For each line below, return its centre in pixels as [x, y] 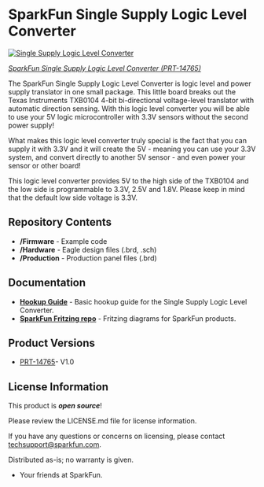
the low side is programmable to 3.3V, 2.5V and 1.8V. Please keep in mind [126, 189]
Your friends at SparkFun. [61, 475]
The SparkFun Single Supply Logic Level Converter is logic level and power [130, 83]
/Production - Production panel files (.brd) [88, 258]
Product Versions [52, 343]
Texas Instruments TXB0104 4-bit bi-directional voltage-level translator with [131, 100]
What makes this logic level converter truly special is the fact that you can [128, 140]
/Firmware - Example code [63, 241]
